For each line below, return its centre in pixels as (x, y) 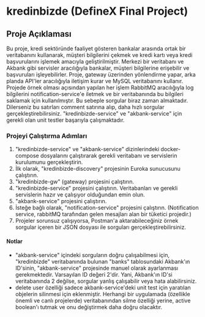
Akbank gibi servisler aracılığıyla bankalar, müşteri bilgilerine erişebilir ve (98, 68)
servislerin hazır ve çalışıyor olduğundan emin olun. (80, 195)
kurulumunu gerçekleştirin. (49, 162)
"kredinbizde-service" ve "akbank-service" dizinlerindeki (87, 149)
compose (27, 156)
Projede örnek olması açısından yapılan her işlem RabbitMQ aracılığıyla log (100, 88)
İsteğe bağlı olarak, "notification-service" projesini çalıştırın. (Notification (107, 208)
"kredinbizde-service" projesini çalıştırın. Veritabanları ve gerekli (96, 188)
